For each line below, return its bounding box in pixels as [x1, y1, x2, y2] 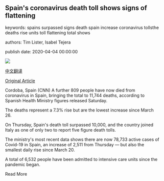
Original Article [5, 78, 35, 84]
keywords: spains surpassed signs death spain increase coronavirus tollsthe [5, 24, 159, 30]
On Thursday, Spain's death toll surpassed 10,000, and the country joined [5, 122, 154, 128]
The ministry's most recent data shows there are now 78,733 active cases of [5, 136, 160, 142]
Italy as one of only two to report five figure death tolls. [5, 127, 116, 133]
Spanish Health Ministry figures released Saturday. [5, 97, 108, 103]
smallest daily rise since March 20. [5, 147, 75, 153]
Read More [5, 171, 27, 177]
